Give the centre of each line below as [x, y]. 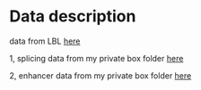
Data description [73, 16]
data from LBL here [45, 41]
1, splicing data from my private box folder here [96, 58]
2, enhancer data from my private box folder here [100, 75]
